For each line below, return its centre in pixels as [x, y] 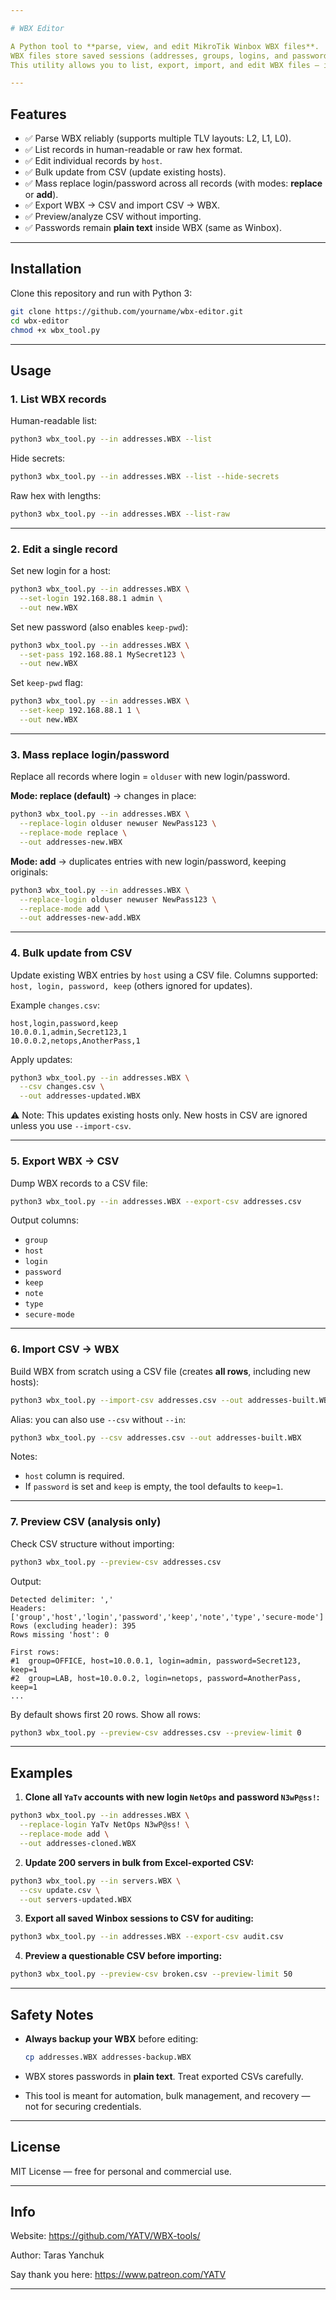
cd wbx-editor [40, 321]
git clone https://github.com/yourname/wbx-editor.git [127, 311]
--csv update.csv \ [60, 1890]
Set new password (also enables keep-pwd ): [99, 627]
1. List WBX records [58, 399]
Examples [41, 1772]
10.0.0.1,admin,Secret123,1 [69, 1032]
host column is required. [74, 1476]
